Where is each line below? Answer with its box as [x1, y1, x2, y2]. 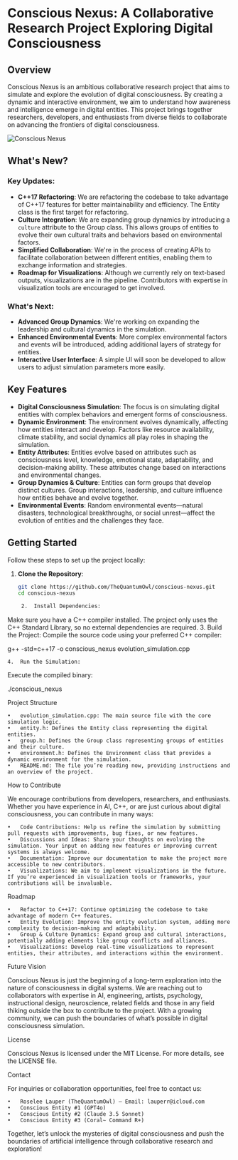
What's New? [7, 155, 69, 167]
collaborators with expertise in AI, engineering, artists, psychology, [7, 991, 203, 1000]
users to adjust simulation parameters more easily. [17, 362, 166, 371]
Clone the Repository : [17, 569, 84, 578]
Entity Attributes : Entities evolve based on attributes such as [17, 448, 197, 456]
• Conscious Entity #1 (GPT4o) [7, 1104, 107, 1112]
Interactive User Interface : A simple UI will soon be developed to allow [17, 355, 226, 364]
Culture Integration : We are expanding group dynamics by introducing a [17, 215, 230, 224]
